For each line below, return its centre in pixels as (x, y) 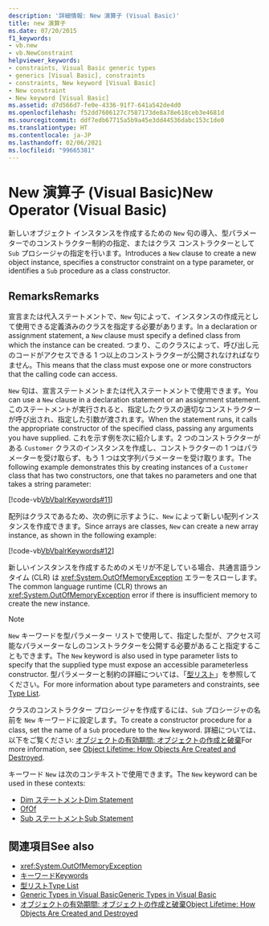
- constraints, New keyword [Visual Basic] (82, 83)
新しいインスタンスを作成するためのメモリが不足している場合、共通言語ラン (135, 568)
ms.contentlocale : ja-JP (50, 135)
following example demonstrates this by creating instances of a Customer (128, 467)
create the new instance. (49, 604)
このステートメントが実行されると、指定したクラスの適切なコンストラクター (134, 410)
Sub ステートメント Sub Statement (77, 818)
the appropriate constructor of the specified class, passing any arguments (131, 428)
